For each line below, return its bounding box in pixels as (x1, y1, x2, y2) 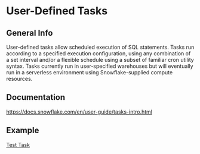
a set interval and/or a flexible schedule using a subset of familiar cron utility (6, 56, 194, 63)
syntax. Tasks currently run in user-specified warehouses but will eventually (6, 62, 193, 70)
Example (6, 125, 39, 136)
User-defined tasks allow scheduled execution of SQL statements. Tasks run (6, 43, 195, 51)
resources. (6, 76, 33, 82)
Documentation (6, 92, 66, 102)
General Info (6, 28, 53, 38)
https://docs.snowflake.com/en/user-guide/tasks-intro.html (6, 108, 153, 115)
